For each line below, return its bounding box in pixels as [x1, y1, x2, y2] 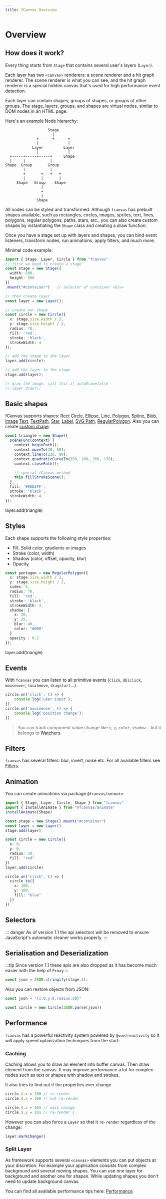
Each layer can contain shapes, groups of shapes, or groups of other [5, 97, 147, 103]
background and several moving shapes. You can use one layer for [5, 1167, 143, 1173]
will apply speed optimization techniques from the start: [5, 1037, 120, 1043]
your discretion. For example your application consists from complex [5, 1162, 146, 1168]
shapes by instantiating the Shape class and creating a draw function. [5, 222, 147, 228]
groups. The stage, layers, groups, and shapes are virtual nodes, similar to [5, 103, 158, 109]
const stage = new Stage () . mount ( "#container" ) [5, 818, 106, 824]
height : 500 [9, 275, 35, 280]
